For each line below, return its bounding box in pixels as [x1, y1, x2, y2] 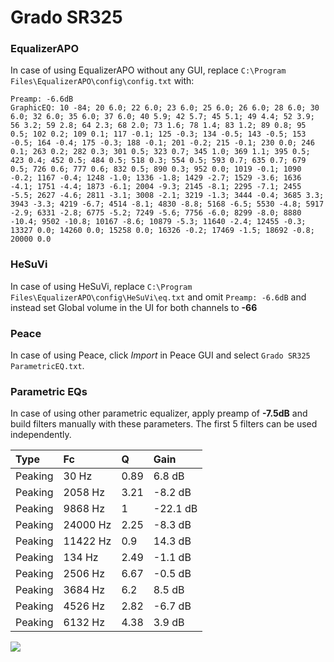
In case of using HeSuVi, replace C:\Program [10, 280, 193, 292]
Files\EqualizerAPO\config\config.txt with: [10, 75, 195, 87]
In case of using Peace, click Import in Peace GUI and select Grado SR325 [10, 349, 311, 361]
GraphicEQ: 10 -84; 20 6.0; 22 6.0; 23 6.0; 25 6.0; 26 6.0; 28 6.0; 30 [10, 103, 320, 113]
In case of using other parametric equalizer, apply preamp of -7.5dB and [10, 407, 308, 420]
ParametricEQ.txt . [10, 360, 85, 372]
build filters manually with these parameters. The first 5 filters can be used [10, 418, 318, 430]
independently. [10, 429, 72, 441]
